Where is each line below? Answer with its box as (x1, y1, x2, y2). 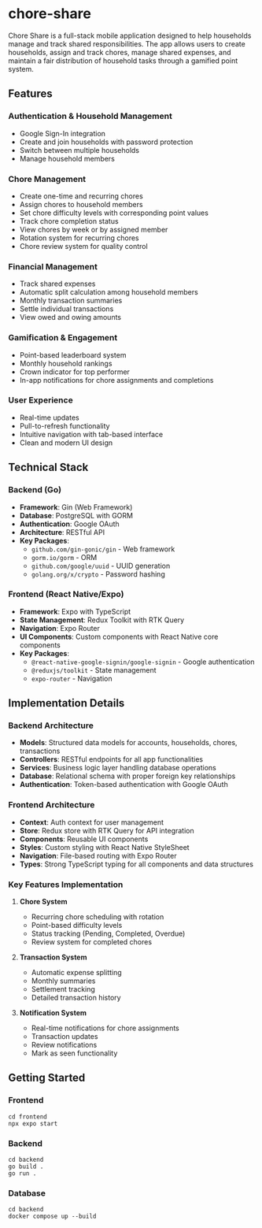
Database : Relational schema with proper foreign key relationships (19, 771, 236, 781)
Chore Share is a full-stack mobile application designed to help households (8, 31, 252, 40)
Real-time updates (19, 413, 80, 422)
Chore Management (8, 173, 87, 184)
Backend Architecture (8, 720, 94, 731)
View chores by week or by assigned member (19, 224, 168, 234)
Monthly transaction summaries (19, 296, 123, 306)
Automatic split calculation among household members (19, 288, 198, 297)
